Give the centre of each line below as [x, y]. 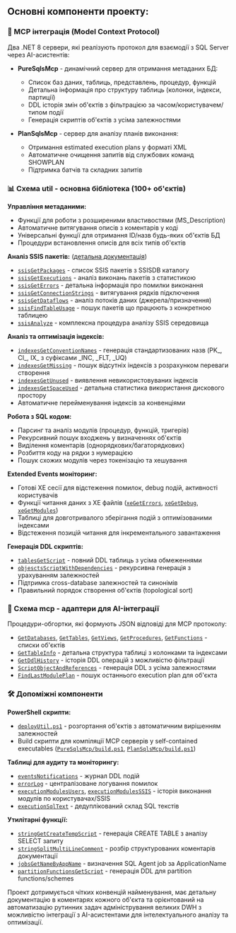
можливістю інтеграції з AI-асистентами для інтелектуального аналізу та [118, 915]
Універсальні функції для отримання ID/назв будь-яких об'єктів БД [119, 235]
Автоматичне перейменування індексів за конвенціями [101, 402]
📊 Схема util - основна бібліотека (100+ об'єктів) [96, 188]
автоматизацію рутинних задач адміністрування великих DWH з [105, 907]
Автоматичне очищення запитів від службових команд [111, 154]
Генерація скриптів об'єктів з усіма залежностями [105, 120]
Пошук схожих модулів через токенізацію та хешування [102, 460]
